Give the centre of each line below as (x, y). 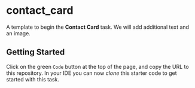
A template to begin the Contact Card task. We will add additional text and (98, 27)
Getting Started (36, 52)
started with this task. (33, 79)
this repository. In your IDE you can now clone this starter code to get (92, 73)
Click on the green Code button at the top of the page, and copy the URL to (98, 66)
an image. (19, 33)
